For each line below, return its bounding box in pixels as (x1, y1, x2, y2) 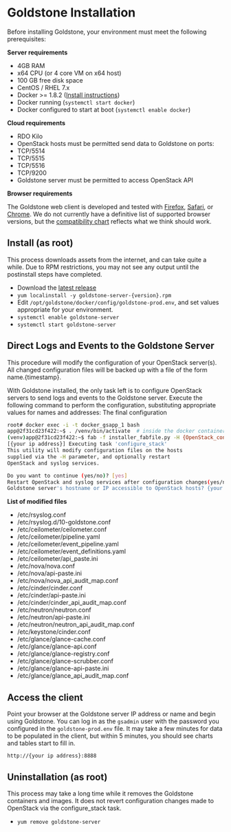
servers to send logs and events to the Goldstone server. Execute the (7, 394, 203, 402)
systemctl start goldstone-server (16, 321, 116, 328)
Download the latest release (16, 284, 97, 292)
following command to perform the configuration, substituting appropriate (7, 401, 217, 409)
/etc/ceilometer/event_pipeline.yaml (16, 540, 119, 548)
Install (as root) (7, 237, 74, 249)
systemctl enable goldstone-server (16, 314, 120, 321)
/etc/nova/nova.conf (16, 562, 76, 570)
